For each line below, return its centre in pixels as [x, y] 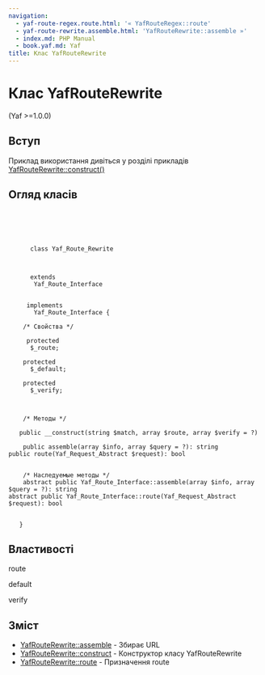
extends [43, 277]
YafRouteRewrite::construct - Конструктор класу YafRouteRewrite [131, 654]
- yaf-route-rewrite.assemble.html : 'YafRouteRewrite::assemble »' [132, 31]
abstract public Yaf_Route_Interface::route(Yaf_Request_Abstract [122, 496]
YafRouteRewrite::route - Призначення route [95, 662]
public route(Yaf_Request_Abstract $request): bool [97, 454]
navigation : [28, 16]
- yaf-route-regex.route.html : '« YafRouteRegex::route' [114, 23]
